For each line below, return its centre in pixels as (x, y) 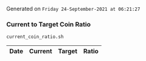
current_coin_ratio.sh (35, 37)
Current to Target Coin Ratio (49, 24)
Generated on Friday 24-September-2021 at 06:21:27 (73, 9)
